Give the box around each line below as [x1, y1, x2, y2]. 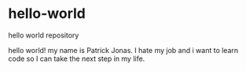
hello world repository [8, 30, 79, 40]
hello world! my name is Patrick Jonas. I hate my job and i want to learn [8, 45, 239, 55]
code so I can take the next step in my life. [8, 54, 145, 63]
